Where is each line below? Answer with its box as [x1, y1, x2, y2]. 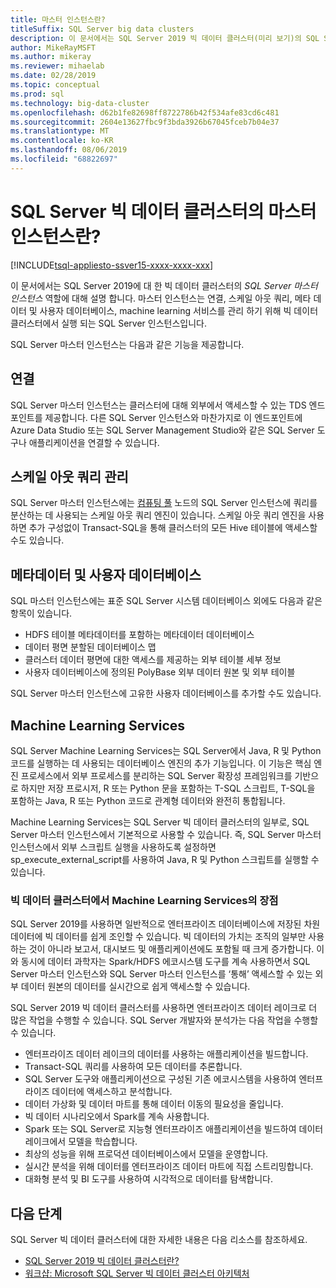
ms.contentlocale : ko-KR [10, 136, 114, 146]
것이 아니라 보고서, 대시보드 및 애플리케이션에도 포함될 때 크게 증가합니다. [28, 943, 315, 955]
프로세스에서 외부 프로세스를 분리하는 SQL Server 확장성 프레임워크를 [20, 769, 293, 781]
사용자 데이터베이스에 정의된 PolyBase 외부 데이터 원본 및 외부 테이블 [24, 666, 296, 678]
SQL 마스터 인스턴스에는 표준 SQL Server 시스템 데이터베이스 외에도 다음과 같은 [10, 595, 323, 607]
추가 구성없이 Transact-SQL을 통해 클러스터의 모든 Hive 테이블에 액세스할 [28, 522, 318, 534]
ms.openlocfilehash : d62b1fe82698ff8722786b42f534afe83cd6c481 [10, 107, 280, 118]
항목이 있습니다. [10, 607, 73, 620]
